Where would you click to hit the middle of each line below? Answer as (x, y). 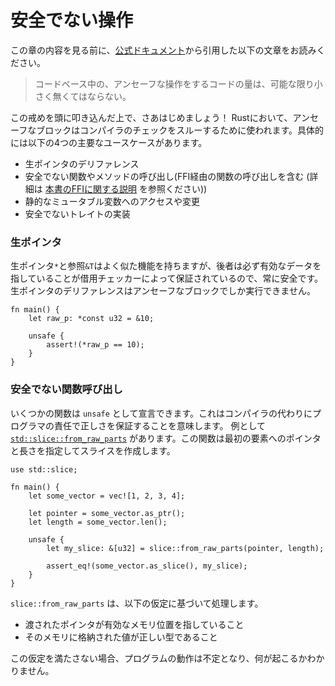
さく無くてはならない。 (83, 96)
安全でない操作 (72, 20)
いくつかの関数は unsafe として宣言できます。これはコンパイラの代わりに (161, 413)
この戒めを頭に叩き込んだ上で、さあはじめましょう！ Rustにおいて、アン (160, 117)
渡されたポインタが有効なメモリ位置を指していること (134, 624)
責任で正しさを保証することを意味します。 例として (160, 425)
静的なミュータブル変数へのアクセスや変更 (112, 201)
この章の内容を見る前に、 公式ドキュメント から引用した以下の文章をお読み (163, 50)
